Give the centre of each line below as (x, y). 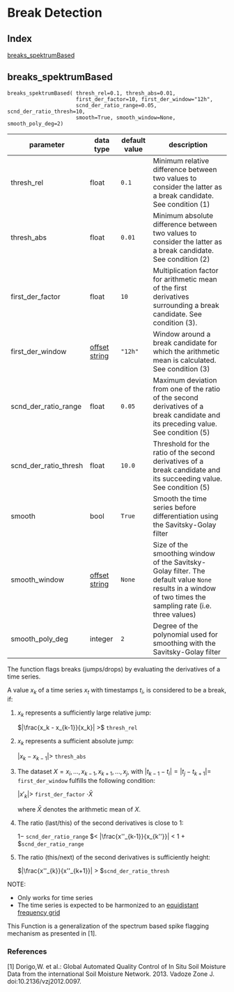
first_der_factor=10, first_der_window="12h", (145, 99)
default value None (182, 580)
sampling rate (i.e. (182, 605)
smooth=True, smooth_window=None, (126, 117)
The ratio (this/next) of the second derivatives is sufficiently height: (114, 857)
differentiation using (186, 516)
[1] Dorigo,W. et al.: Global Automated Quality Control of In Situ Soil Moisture (117, 966)
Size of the (170, 545)
